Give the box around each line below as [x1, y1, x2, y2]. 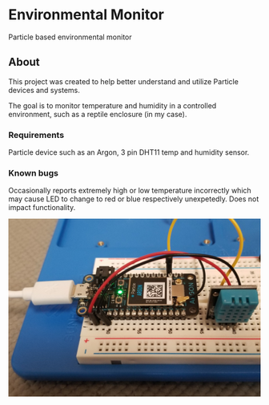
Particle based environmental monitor [8, 32, 132, 42]
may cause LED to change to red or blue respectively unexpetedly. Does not [8, 194, 259, 204]
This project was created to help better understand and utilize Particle [8, 76, 239, 86]
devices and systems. [8, 85, 80, 95]
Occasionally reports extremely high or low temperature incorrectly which [8, 186, 252, 196]
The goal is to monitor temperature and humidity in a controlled [8, 100, 217, 110]
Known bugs [8, 167, 58, 178]
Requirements [8, 129, 65, 140]
